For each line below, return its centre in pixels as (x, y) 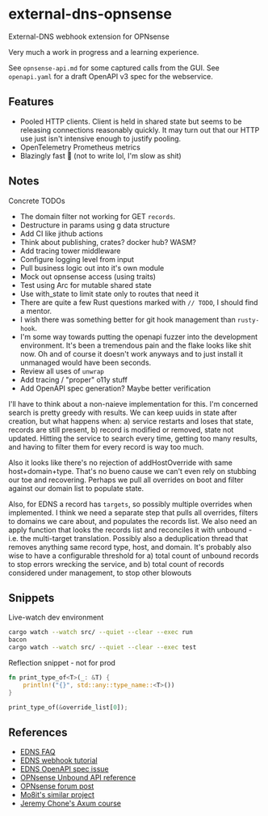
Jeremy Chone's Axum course (70, 803)
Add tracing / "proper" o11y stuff (73, 379)
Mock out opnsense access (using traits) (88, 277)
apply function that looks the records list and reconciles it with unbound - (130, 530)
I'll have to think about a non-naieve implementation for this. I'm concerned (133, 404)
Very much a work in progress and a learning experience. (104, 52)
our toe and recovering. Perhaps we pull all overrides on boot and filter (126, 480)
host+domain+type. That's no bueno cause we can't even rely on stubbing (132, 471)
